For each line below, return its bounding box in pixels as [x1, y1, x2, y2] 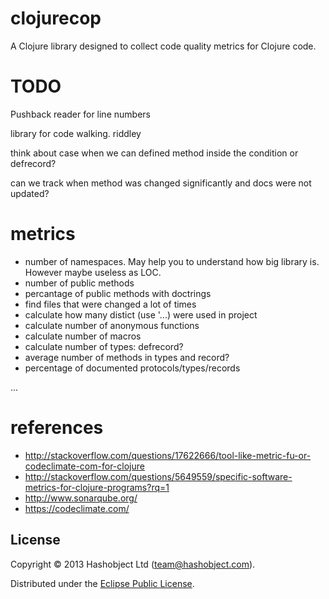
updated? [10, 187, 50, 199]
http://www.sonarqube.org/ [24, 492, 138, 504]
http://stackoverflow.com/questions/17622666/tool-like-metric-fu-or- [24, 449, 312, 461]
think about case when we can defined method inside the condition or [10, 147, 299, 159]
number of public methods [24, 277, 135, 289]
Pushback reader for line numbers [10, 108, 151, 120]
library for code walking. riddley [10, 127, 142, 139]
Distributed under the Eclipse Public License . [10, 577, 195, 589]
